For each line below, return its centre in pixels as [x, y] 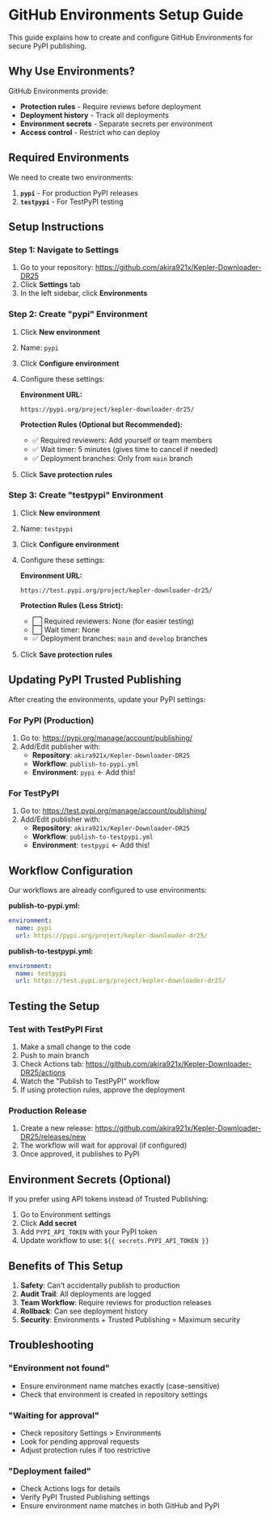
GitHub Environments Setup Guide [126, 15]
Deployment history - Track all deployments [95, 115]
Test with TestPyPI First [56, 1029]
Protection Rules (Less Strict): [72, 605]
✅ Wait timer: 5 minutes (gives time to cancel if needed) [125, 449]
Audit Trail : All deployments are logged [86, 1294]
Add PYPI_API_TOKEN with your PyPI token [89, 1232]
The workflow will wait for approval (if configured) [103, 1145]
